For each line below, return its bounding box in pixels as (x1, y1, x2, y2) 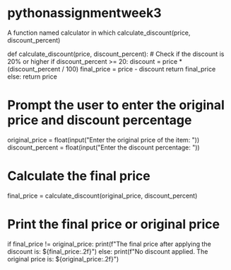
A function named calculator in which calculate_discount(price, (7, 28, 191, 37)
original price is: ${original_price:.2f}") (7, 254, 119, 263)
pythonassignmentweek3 (7, 5, 162, 21)
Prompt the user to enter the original (7, 97, 225, 113)
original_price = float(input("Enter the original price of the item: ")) (7, 135, 200, 144)
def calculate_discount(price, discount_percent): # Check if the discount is (7, 50, 225, 58)
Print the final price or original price (7, 216, 220, 232)
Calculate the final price (7, 168, 150, 184)
